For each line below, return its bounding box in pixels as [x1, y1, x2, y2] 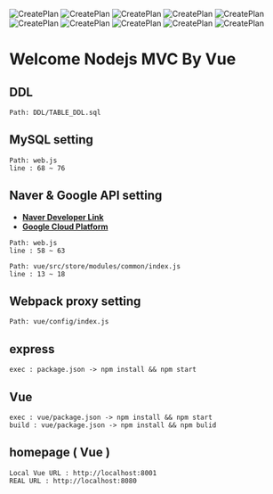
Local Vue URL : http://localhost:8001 [9, 468, 157, 477]
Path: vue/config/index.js [9, 317, 109, 326]
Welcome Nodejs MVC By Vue [9, 49, 237, 70]
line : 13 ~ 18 [9, 269, 66, 278]
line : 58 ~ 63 [9, 246, 66, 255]
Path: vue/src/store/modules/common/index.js [9, 261, 181, 271]
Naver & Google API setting [9, 188, 163, 203]
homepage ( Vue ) [9, 445, 111, 460]
